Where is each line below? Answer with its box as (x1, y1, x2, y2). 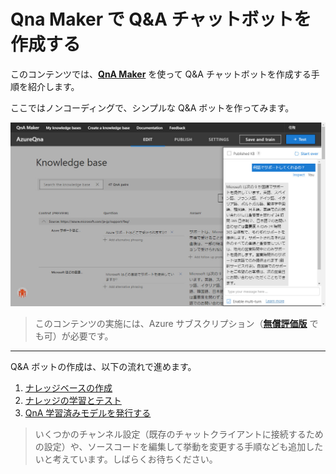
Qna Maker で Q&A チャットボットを (10, 8, 312, 31)
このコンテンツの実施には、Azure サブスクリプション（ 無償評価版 (34, 317, 308, 329)
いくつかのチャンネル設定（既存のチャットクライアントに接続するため (34, 428, 324, 440)
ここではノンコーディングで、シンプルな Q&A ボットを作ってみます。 (10, 101, 295, 114)
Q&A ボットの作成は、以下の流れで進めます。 (10, 360, 197, 372)
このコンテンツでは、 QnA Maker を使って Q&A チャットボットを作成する (10, 68, 312, 80)
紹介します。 (27, 80, 80, 92)
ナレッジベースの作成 (24, 381, 113, 394)
